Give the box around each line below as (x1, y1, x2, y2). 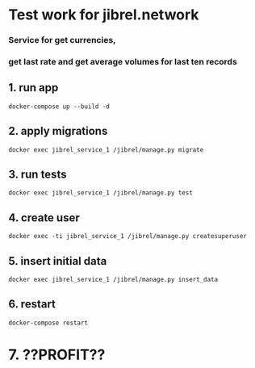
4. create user (8, 211, 81, 224)
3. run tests (8, 168, 67, 182)
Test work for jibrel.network (8, 6, 199, 24)
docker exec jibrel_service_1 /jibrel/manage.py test (8, 189, 194, 197)
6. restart (8, 297, 56, 312)
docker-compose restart (8, 319, 89, 327)
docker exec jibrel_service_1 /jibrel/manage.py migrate (8, 145, 204, 154)
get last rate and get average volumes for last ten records (8, 56, 238, 68)
